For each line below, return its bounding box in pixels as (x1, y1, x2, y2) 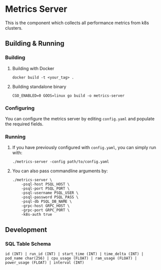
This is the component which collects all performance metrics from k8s (5, 20, 149, 26)
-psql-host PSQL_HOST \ (21, 182, 70, 187)
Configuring (5, 105, 35, 112)
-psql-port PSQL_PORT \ (21, 186, 70, 191)
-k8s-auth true (21, 212, 53, 217)
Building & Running (5, 39, 65, 48)
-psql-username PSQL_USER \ (21, 191, 79, 195)
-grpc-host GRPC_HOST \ (21, 203, 70, 208)
